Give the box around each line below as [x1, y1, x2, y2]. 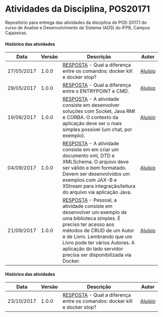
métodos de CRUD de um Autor [62, 227, 134, 234]
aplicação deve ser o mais [62, 120, 122, 127]
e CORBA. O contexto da [62, 114, 119, 121]
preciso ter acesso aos [62, 221, 114, 228]
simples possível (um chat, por [62, 126, 132, 133]
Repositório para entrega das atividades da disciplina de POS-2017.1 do [5, 19, 147, 25]
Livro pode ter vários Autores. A [62, 240, 135, 246]
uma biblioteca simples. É [62, 215, 121, 222]
